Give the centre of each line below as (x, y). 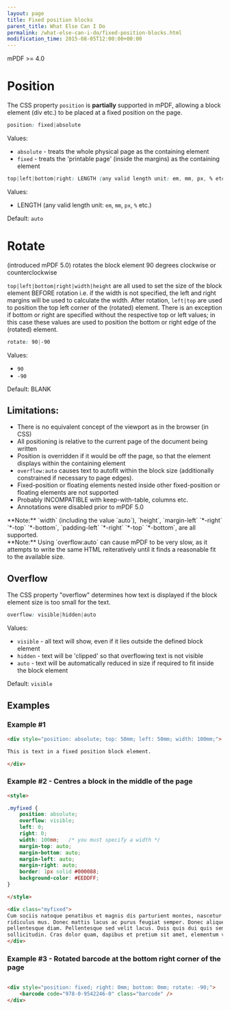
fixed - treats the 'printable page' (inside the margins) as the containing (118, 158)
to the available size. (36, 557)
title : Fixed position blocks (50, 20)
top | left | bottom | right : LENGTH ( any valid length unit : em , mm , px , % (110, 178)
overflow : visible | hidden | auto (52, 615)
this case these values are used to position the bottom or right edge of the (112, 322)
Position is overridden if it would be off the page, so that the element (114, 456)
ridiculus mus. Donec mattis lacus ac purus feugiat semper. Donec (105, 922)
